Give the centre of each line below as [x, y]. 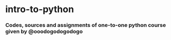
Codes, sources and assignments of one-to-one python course [85, 25]
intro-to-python [40, 9]
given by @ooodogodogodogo [44, 31]
